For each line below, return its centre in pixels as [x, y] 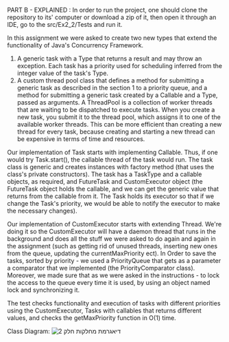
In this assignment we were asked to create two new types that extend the [112, 38]
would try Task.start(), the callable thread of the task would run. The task [110, 160]
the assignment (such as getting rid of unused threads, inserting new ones [112, 246]
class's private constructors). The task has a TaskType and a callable [105, 174]
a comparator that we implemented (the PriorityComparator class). [101, 268]
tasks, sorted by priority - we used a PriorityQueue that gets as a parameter [114, 260]
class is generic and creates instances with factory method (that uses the [111, 167]
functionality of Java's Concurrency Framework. [75, 45]
